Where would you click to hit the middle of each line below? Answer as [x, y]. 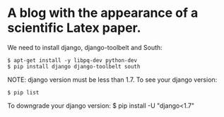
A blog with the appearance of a [103, 13]
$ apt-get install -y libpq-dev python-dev [72, 60]
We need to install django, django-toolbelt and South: [85, 47]
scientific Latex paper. [74, 28]
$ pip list [23, 92]
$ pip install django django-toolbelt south [74, 66]
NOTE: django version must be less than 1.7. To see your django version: [112, 80]
